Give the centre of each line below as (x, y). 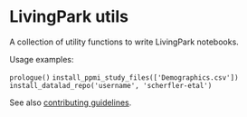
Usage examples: (42, 59)
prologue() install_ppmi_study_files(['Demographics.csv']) (124, 78)
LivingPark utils (69, 17)
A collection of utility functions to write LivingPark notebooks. (124, 42)
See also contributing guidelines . (71, 102)
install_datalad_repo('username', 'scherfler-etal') (111, 85)
